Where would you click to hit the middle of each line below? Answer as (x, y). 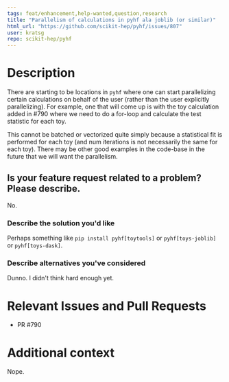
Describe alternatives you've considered (76, 263)
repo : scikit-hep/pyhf (39, 39)
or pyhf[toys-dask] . (35, 245)
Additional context (61, 353)
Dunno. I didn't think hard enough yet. (61, 278)
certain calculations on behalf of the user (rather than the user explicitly (108, 100)
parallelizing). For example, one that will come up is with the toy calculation (113, 106)
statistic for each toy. (37, 122)
